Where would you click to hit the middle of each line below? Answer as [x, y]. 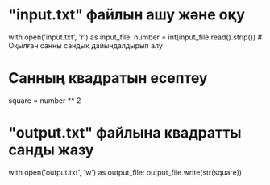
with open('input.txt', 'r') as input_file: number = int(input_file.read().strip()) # [135, 37]
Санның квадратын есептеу [108, 78]
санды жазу [51, 150]
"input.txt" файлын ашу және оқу [127, 15]
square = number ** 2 [45, 100]
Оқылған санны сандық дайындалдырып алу [86, 45]
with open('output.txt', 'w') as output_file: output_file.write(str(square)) [125, 172]
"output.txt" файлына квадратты [125, 133]
